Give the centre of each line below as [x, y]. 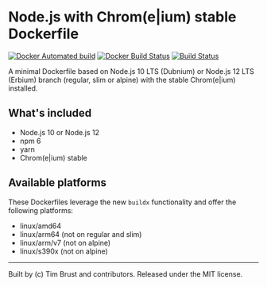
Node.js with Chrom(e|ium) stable [122, 17]
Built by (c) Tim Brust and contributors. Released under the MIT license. [126, 273]
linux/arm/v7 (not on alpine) [65, 242]
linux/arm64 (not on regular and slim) [81, 234]
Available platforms [58, 183]
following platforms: [41, 210]
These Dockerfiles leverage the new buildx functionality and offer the [122, 202]
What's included [50, 113]
